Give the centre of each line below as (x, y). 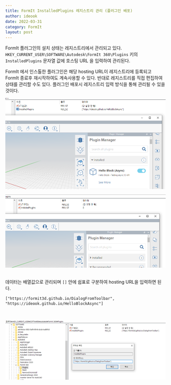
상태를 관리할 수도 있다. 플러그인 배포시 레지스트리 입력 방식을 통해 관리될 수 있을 (85, 85)
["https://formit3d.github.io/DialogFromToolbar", (60, 298)
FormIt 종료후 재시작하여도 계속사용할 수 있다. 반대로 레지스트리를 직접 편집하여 (84, 78)
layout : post (19, 32)
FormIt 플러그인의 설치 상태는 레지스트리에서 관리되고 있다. (64, 48)
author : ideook (21, 16)
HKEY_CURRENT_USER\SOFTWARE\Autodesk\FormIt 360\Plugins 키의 (72, 54)
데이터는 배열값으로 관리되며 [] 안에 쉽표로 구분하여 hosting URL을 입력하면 (81, 282)
